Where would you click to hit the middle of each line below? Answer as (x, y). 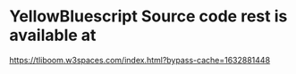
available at (53, 35)
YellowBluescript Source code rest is (148, 16)
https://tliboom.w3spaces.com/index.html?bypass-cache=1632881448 (140, 60)
